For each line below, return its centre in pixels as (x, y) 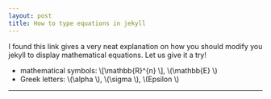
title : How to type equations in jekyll (77, 23)
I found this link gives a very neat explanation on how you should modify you (135, 46)
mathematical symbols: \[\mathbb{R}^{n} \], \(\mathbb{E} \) (119, 70)
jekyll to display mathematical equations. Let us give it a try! (108, 55)
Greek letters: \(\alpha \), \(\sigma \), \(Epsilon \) (100, 79)
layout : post (30, 16)
